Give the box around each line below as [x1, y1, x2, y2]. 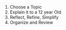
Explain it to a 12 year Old [9, 9, 62, 15]
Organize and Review [9, 19, 53, 25]
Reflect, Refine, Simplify [9, 15, 59, 20]
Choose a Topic [9, 4, 42, 10]
